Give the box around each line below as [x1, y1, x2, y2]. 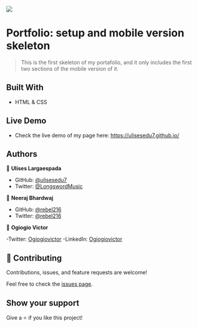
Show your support [6, 298, 80, 308]
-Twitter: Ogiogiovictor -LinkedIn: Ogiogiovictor [6, 235, 123, 243]
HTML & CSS [14, 98, 47, 105]
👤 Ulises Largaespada [6, 165, 62, 172]
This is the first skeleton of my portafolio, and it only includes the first [20, 59, 193, 66]
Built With [6, 83, 44, 93]
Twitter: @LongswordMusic [14, 183, 83, 190]
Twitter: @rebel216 [14, 213, 62, 220]
